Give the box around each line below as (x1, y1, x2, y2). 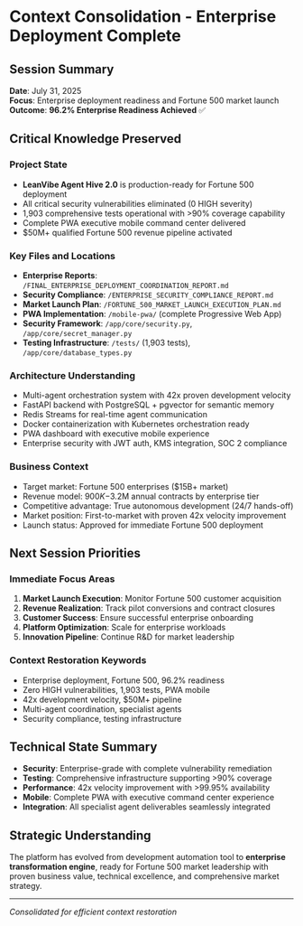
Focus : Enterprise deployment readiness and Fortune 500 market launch (9, 95, 280, 106)
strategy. (9, 881, 42, 892)
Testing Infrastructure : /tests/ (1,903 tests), (22, 337, 191, 348)
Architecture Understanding (9, 369, 136, 381)
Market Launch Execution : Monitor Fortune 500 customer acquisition (22, 594, 282, 604)
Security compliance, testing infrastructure (22, 713, 182, 724)
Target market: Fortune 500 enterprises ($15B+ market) (22, 481, 229, 491)
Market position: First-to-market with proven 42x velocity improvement (22, 510, 287, 520)
